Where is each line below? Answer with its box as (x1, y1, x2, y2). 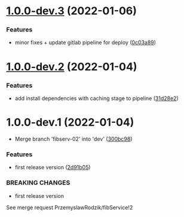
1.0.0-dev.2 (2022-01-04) (6, 60, 137, 73)
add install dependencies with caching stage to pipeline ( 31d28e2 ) (14, 94, 179, 102)
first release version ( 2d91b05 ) (14, 164, 91, 171)
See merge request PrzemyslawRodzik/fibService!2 (6, 204, 133, 211)
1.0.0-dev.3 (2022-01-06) (6, 4, 137, 18)
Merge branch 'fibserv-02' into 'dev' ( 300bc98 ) (14, 135, 133, 142)
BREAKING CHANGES (6, 179, 70, 187)
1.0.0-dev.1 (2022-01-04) (6, 116, 134, 129)
